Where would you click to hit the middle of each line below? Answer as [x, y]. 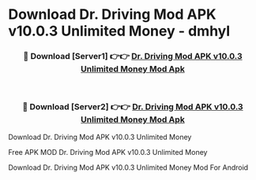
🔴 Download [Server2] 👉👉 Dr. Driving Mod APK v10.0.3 [133, 107]
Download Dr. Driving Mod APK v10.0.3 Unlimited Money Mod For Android [128, 167]
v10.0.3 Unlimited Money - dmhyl [119, 31]
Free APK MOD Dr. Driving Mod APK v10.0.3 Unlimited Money [108, 152]
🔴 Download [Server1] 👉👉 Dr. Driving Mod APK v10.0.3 [133, 57]
